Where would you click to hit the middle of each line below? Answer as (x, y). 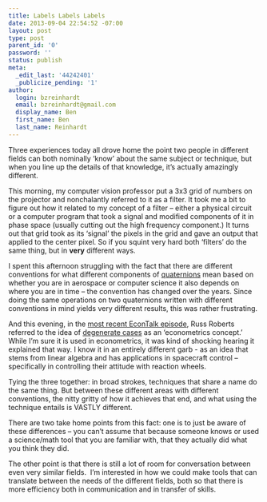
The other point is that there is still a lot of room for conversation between (130, 464)
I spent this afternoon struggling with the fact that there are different (121, 265)
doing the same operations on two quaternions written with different (121, 300)
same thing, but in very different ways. (72, 250)
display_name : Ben (46, 113)
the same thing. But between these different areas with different (114, 390)
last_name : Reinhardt (52, 127)
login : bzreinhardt (48, 98)
